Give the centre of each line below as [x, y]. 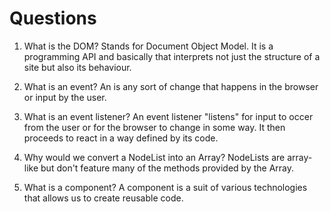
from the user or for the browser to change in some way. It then [154, 127]
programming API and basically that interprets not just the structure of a [172, 56]
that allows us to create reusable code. [103, 198]
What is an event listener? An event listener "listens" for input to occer [168, 116]
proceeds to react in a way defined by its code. [121, 138]
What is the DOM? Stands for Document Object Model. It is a [148, 46]
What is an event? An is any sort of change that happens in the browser [171, 86]
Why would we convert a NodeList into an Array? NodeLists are [154, 157]
